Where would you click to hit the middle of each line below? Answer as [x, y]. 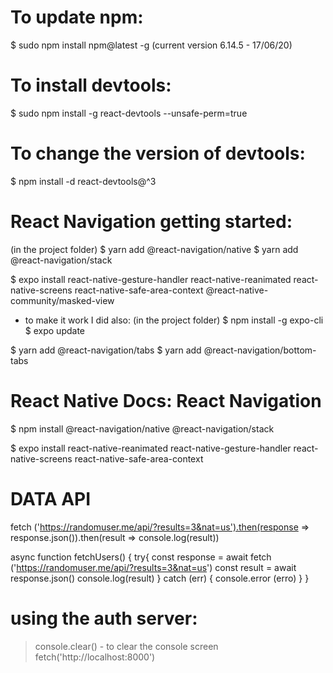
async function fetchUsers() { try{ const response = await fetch [141, 557]
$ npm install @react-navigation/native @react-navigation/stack [142, 428]
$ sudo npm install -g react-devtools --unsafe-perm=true [129, 113]
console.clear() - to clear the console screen [126, 646]
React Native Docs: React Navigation [166, 400]
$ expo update [55, 330]
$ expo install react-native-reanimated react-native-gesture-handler [151, 448]
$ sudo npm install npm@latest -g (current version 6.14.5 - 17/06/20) [151, 45]
